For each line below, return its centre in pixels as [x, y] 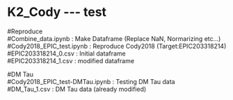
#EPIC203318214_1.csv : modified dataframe [71, 60]
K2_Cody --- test [57, 12]
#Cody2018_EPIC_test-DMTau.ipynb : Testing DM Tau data [91, 81]
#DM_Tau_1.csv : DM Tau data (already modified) [77, 89]
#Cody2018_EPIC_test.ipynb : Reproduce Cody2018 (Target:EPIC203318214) [117, 46]
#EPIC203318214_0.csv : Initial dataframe [67, 53]
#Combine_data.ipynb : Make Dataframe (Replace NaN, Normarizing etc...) [114, 38]
